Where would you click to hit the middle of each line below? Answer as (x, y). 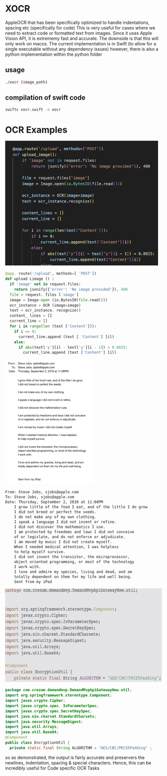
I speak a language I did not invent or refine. (65, 522)
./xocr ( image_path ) (27, 82)
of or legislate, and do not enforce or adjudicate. (70, 537)
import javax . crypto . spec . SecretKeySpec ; (49, 711)
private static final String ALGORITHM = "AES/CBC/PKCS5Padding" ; (81, 748)
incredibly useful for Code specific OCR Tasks (52, 768)
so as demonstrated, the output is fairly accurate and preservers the (75, 757)
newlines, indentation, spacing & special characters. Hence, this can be (78, 763)
